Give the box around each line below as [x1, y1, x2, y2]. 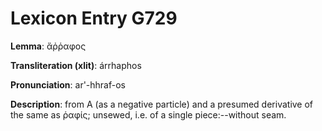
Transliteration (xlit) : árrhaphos [10, 59, 142, 71]
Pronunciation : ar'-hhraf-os [10, 78, 126, 91]
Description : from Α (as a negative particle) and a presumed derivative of [10, 98, 314, 110]
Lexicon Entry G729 [10, 7, 178, 30]
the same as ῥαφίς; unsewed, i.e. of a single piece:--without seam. [10, 108, 287, 121]
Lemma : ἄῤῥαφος [10, 40, 87, 52]
